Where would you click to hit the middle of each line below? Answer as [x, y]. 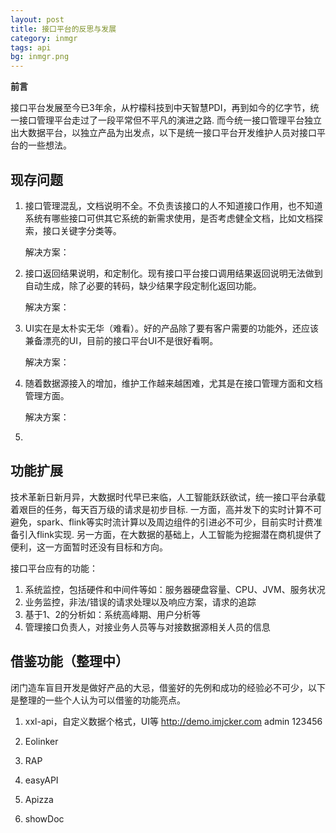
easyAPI [41, 780]
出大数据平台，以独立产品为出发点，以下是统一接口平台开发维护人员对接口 [163, 133]
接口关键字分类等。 [82, 230]
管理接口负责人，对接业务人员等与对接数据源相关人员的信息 [147, 627]
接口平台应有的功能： [54, 568]
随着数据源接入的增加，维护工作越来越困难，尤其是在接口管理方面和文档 [173, 383]
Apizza [39, 799]
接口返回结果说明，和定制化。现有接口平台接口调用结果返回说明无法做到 [173, 273]
